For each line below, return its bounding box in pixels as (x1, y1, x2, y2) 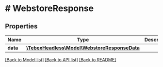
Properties (5, 22, 38, 30)
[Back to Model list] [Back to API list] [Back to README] (5, 57, 116, 63)
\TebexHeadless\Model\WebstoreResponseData (26, 44, 140, 51)
